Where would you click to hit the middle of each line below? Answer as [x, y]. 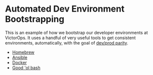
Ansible [20, 57]
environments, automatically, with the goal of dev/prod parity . [67, 43]
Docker [19, 62]
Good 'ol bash [26, 67]
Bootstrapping [35, 19]
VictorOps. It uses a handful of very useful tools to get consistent [70, 38]
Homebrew [23, 52]
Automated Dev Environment [65, 9]
